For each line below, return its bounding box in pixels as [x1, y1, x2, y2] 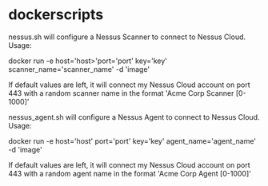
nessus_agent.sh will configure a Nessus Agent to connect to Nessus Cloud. [8, 112, 260, 121]
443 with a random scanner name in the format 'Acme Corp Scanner [8, 88, 234, 97]
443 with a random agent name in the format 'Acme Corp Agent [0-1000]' [8, 168, 252, 178]
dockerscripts [8, 6, 104, 24]
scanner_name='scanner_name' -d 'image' [8, 64, 150, 73]
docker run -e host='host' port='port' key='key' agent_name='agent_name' [8, 136, 257, 145]
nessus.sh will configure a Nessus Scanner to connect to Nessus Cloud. [8, 32, 246, 42]
